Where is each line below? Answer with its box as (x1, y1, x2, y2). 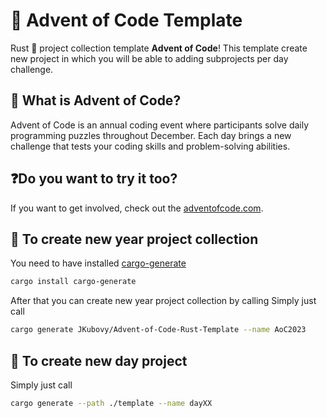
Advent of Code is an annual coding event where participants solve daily (10, 119, 310, 131)
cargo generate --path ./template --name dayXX (10, 398, 213, 408)
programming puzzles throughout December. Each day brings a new (10, 129, 292, 141)
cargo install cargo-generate (10, 277, 137, 287)
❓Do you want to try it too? (10, 170, 178, 188)
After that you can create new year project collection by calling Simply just (10, 295, 317, 307)
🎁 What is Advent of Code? (10, 92, 182, 109)
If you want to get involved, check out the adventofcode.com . (10, 202, 264, 214)
